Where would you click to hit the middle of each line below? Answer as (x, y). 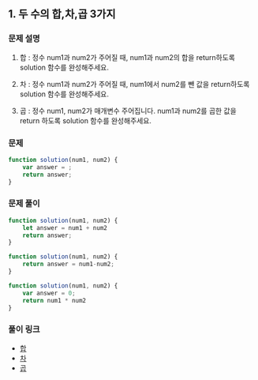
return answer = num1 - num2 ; (68, 264)
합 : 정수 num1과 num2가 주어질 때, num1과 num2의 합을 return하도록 (127, 57)
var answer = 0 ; (49, 293)
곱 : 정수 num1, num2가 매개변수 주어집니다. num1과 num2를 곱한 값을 (128, 111)
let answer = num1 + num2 (65, 228)
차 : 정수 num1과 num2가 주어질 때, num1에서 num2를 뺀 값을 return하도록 (135, 84)
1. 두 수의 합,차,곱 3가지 (62, 14)
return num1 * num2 (54, 300)
